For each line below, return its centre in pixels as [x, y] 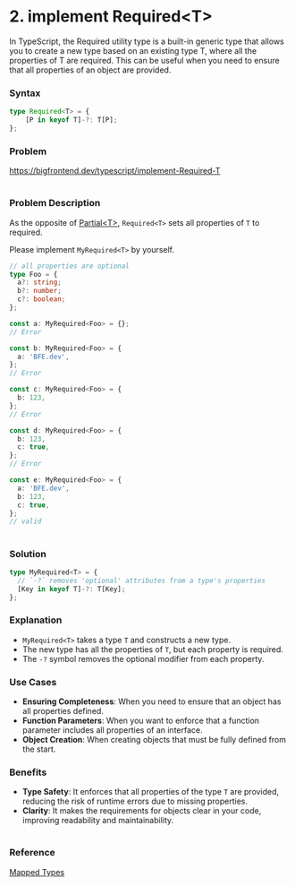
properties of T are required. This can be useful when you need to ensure [144, 60]
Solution [28, 554]
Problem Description [55, 203]
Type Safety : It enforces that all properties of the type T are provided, [151, 792]
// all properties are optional [69, 266]
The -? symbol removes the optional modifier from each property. [143, 658]
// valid [25, 521]
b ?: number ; [40, 291]
